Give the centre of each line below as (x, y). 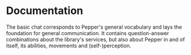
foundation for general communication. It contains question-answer (88, 33)
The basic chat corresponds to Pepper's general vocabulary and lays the (94, 27)
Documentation (45, 11)
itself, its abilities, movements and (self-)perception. (69, 46)
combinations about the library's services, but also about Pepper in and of (95, 39)
